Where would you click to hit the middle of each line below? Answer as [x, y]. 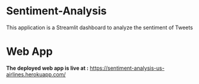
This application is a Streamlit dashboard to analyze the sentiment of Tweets [99, 27]
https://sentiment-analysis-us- [127, 68]
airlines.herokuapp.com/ [36, 74]
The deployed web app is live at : [48, 68]
